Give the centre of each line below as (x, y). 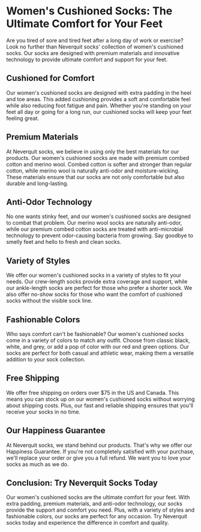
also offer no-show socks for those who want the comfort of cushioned (94, 294)
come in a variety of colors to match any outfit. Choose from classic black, (98, 340)
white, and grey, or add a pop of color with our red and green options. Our (98, 347)
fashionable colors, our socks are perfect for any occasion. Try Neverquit (97, 516)
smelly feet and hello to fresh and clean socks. (64, 242)
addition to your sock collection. (46, 359)
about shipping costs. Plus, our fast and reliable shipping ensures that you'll (100, 405)
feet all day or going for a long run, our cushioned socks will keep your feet (99, 111)
